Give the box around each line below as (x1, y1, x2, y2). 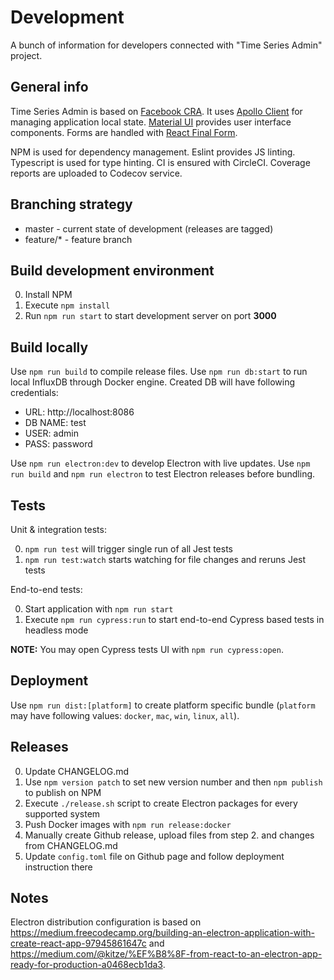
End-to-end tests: (10, 584, 83, 595)
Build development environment (10, 262, 215, 279)
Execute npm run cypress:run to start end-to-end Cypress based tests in (24, 614, 325, 625)
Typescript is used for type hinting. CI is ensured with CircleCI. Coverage (10, 156, 311, 168)
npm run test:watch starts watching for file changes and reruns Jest (24, 554, 307, 565)
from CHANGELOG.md (24, 839, 118, 851)
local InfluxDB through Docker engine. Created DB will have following (10, 376, 295, 388)
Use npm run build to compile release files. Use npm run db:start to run (10, 366, 308, 378)
